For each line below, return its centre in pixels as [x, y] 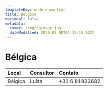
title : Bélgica [21, 14]
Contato [69, 73]
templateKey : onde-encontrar [35, 10]
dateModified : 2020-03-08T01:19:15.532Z [52, 33]
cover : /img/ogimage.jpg [35, 28]
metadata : [15, 23]
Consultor [42, 73]
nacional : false [22, 19]
